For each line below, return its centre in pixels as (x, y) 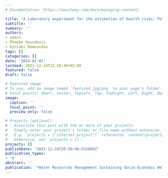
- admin (13, 38)
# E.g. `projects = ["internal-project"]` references (64, 135)
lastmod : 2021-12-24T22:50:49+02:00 (43, 66)
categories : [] (21, 56)
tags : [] (14, 51)
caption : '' (22, 103)
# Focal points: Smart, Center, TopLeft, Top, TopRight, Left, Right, (80, 93)
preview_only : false (31, 112)
